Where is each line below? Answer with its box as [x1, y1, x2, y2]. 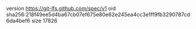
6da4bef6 [6, 17, 31, 24]
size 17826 [31, 17, 58, 24]
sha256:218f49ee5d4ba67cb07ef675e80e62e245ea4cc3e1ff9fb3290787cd [6, 11, 191, 18]
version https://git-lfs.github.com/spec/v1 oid [6, 5, 116, 12]
